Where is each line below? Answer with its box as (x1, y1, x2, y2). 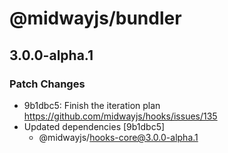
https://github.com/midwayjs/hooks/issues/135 (23, 110, 218, 122)
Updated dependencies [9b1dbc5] (23, 120, 166, 132)
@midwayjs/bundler (9, 7, 182, 30)
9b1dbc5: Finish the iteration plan (23, 99, 161, 111)
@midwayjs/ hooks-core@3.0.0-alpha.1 (38, 131, 199, 143)
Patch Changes (9, 77, 86, 91)
